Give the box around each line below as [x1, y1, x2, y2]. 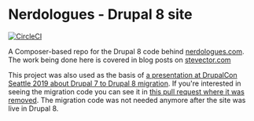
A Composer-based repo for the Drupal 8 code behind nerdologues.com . [8, 46, 245, 56]
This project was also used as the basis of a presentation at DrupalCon [8, 70, 237, 79]
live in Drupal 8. [8, 104, 59, 113]
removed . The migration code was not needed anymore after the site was [8, 95, 246, 104]
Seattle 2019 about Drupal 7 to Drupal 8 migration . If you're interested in [8, 79, 241, 88]
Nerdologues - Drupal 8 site [8, 5, 193, 24]
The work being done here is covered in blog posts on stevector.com [8, 55, 231, 64]
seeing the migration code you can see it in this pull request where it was [8, 86, 245, 96]
